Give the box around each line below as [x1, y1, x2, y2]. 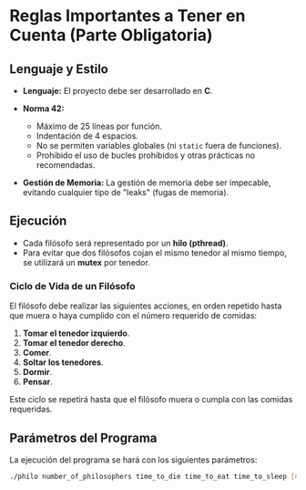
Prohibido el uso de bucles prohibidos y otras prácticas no [36, 150, 256, 161]
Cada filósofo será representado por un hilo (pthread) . [22, 237, 229, 248]
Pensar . [22, 376, 53, 388]
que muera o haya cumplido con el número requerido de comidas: [9, 310, 258, 321]
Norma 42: [22, 103, 66, 114]
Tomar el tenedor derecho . [22, 338, 126, 349]
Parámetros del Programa [9, 430, 158, 445]
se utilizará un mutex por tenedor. [22, 256, 150, 267]
